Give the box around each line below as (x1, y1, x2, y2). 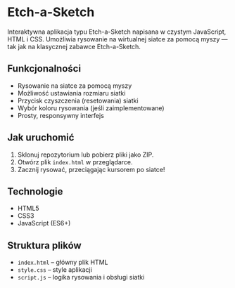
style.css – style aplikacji (17, 266, 93, 274)
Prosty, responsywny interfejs (17, 111, 104, 119)
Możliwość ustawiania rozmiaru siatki (17, 89, 126, 97)
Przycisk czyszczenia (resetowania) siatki (17, 96, 139, 105)
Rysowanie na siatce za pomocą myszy (17, 81, 132, 90)
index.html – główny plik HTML (17, 258, 108, 267)
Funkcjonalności (7, 63, 82, 74)
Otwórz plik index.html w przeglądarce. (17, 157, 133, 166)
